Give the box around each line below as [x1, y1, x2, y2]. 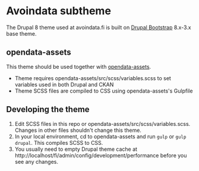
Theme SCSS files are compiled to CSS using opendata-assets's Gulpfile [14, 87, 193, 94]
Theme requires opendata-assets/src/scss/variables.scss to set [14, 74, 171, 81]
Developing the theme [6, 104, 90, 115]
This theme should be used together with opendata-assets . [6, 63, 151, 70]
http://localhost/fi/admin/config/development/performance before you [14, 151, 187, 159]
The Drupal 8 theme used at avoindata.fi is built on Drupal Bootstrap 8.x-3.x [6, 24, 191, 31]
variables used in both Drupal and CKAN [14, 81, 114, 88]
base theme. [6, 30, 37, 37]
